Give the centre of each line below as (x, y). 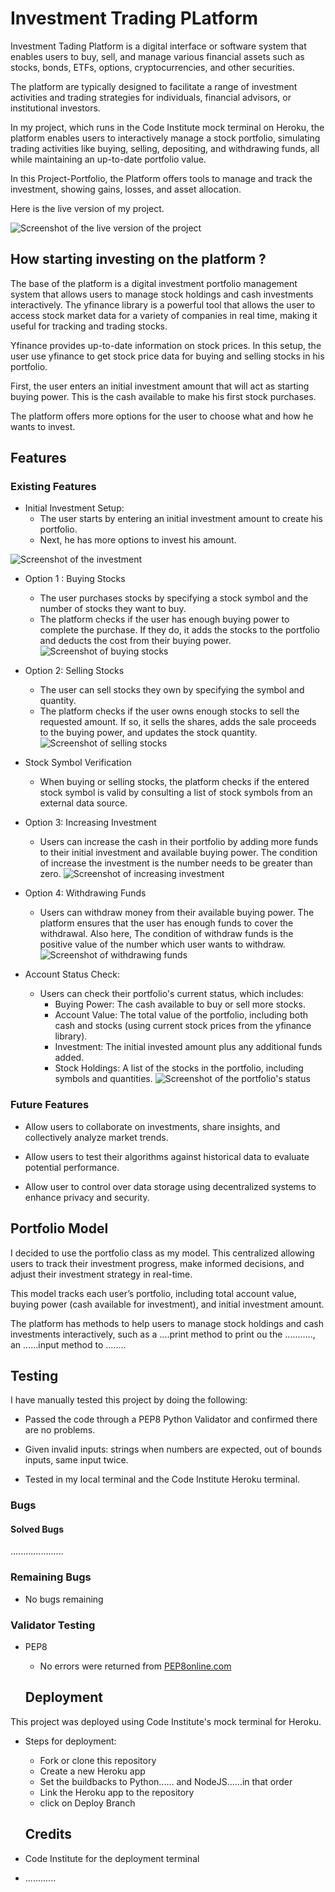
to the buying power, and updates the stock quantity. (148, 733)
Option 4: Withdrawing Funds (85, 893)
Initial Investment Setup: (74, 508)
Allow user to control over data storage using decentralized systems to (170, 1186)
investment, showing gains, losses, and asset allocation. (126, 189)
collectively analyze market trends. (96, 1137)
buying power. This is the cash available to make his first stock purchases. (163, 396)
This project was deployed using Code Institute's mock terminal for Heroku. (166, 1721)
